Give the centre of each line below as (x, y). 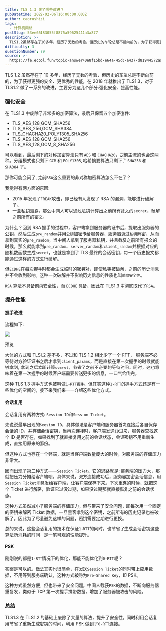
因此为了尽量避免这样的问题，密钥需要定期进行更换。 (72, 518)
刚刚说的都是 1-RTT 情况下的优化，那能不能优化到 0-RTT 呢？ (64, 558)
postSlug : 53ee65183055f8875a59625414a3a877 (52, 33)
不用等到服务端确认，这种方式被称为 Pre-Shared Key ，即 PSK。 (77, 575)
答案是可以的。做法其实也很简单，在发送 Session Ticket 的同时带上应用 (77, 569)
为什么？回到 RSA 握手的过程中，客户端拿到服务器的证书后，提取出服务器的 (82, 227)
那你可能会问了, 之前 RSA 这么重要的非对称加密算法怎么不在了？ (68, 177)
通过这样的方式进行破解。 (35, 259)
